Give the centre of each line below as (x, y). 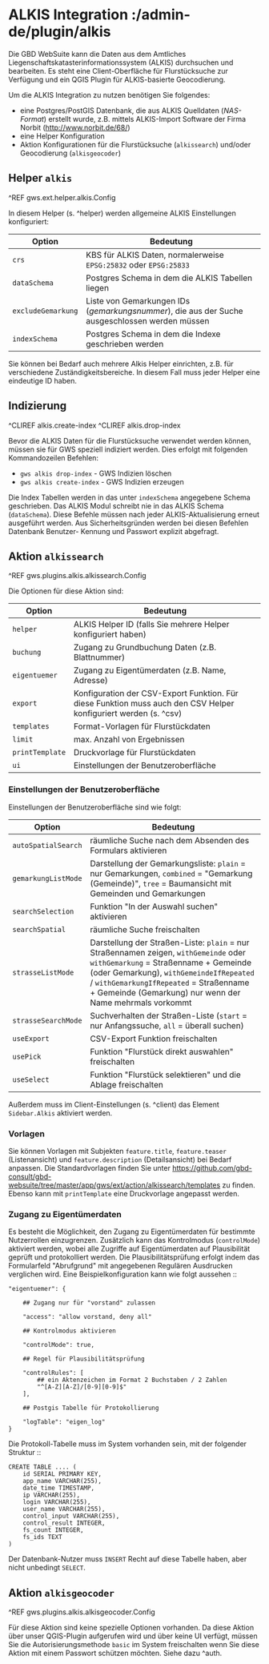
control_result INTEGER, (64, 1523)
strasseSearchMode (47, 1020)
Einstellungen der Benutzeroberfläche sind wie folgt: (95, 807)
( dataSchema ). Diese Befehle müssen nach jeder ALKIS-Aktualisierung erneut (134, 514)
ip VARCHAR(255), (52, 1495)
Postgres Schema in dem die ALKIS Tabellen (169, 278)
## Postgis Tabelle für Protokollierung (91, 1408)
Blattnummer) (99, 657)
